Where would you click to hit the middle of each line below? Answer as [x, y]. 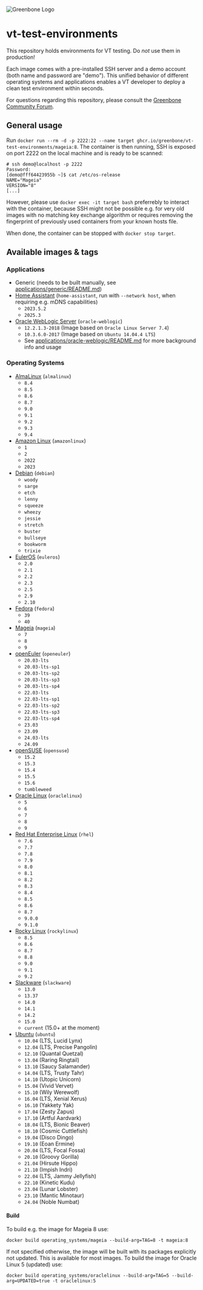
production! [21, 57]
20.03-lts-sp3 [42, 680]
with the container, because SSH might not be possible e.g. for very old [95, 208]
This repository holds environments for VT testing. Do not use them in [93, 50]
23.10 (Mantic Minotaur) [54, 1195]
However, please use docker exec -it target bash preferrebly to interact [98, 202]
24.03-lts [37, 738]
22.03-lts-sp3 [42, 712]
